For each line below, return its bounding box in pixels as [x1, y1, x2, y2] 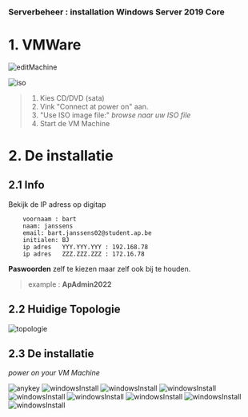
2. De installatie [8, 147, 114, 165]
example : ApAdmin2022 [27, 279, 112, 289]
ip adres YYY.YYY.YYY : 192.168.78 [22, 243, 149, 251]
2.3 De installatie [8, 347, 94, 361]
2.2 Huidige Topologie [8, 303, 121, 316]
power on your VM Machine [8, 368, 100, 378]
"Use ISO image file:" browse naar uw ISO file [39, 110, 191, 120]
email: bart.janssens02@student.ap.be [22, 228, 152, 237]
